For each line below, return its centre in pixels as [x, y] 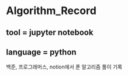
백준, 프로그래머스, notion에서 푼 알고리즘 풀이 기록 [64, 67]
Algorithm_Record [51, 11]
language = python [41, 52]
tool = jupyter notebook [50, 32]
